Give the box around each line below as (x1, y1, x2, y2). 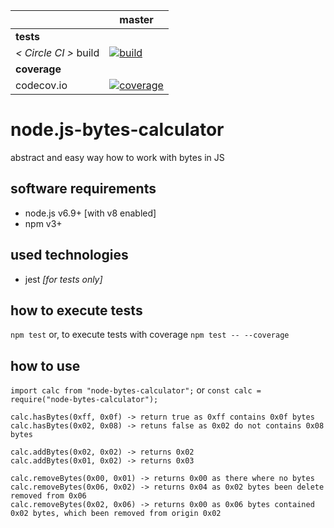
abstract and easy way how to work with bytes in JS (10, 151, 225, 163)
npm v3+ (24, 217, 63, 229)
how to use (10, 357, 81, 374)
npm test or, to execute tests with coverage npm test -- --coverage (10, 329, 290, 341)
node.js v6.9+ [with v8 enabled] (24, 207, 157, 219)
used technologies (10, 247, 129, 264)
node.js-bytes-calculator (10, 119, 225, 141)
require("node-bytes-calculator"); (10, 395, 159, 405)
